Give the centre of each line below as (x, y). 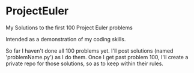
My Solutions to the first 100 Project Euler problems (69, 28)
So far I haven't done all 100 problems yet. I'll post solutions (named (89, 51)
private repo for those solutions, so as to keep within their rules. (84, 63)
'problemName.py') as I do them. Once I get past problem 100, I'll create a (97, 57)
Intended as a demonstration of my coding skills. (66, 39)
